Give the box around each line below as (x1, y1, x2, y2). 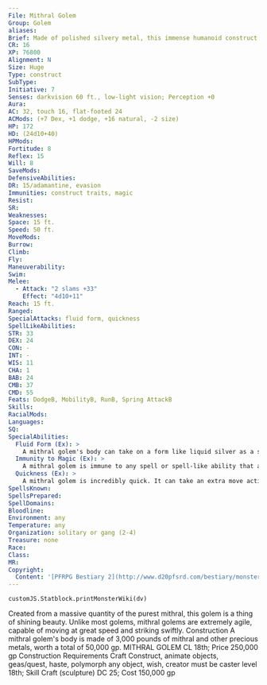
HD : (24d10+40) (8, 130, 59, 137)
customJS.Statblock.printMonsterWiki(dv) (8, 595, 148, 603)
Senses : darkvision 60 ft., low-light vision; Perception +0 (8, 93, 215, 101)
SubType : (8, 78, 37, 86)
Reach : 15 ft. (8, 300, 56, 308)
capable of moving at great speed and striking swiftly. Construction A (8, 625, 236, 636)
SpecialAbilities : (8, 432, 69, 441)
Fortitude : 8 (8, 145, 52, 153)
